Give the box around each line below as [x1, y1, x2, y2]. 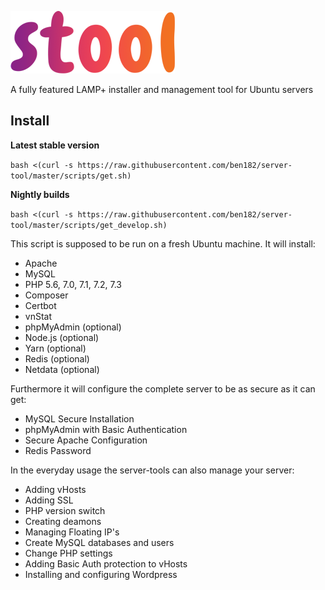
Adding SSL [24, 494, 74, 506]
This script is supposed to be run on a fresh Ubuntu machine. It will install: [10, 237, 316, 250]
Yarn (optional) [24, 342, 87, 354]
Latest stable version [10, 139, 100, 151]
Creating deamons [24, 515, 102, 527]
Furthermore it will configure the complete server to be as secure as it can [10, 382, 316, 395]
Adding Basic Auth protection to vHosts [24, 557, 188, 570]
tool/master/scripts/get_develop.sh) [10, 220, 168, 230]
